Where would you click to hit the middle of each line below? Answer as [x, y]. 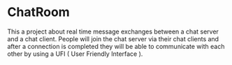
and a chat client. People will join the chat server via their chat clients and [113, 38]
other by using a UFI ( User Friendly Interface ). [75, 54]
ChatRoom [38, 12]
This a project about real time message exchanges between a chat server [113, 31]
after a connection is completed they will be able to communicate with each [116, 46]
